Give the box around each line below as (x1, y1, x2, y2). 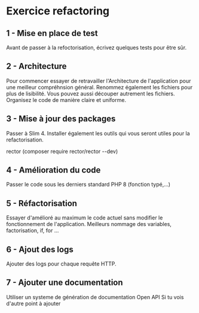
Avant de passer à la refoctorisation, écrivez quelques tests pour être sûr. (6, 44, 187, 51)
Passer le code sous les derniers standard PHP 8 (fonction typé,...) (6, 181, 171, 188)
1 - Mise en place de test (6, 28, 99, 38)
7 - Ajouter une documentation (6, 278, 124, 288)
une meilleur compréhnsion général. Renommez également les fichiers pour (6, 83, 193, 91)
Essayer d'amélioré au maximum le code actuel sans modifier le (6, 214, 163, 221)
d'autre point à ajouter (6, 300, 61, 307)
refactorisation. (6, 136, 44, 143)
